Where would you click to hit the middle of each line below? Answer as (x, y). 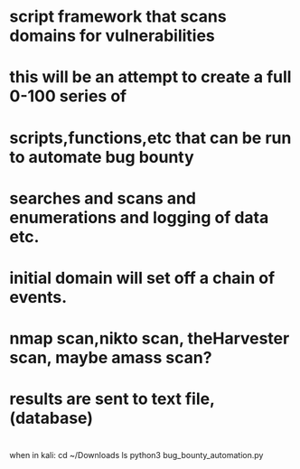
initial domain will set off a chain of (142, 278)
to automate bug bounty (102, 157)
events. (38, 297)
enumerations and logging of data (139, 217)
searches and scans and (103, 198)
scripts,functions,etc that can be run (150, 138)
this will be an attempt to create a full (150, 77)
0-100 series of (68, 96)
